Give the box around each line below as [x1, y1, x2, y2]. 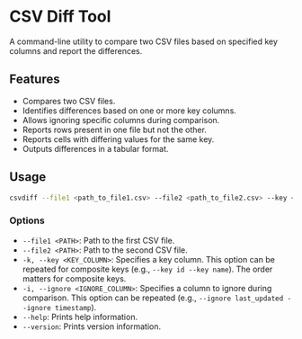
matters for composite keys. [22, 272, 127, 284]
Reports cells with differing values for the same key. [22, 133, 215, 145]
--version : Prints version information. [22, 321, 162, 332]
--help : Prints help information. [22, 311, 138, 322]
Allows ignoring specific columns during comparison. [22, 114, 220, 125]
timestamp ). [55, 301, 97, 312]
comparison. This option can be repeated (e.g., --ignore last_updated [22, 292, 284, 303]
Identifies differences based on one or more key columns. [22, 105, 236, 116]
